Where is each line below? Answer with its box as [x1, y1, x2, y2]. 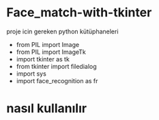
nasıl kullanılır [6, 101, 87, 117]
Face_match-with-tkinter [6, 5, 152, 20]
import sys [16, 70, 47, 78]
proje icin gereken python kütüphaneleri [6, 27, 119, 35]
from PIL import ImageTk [16, 48, 87, 56]
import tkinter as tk [16, 55, 70, 63]
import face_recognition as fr [16, 76, 98, 85]
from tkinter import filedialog [16, 62, 97, 70]
